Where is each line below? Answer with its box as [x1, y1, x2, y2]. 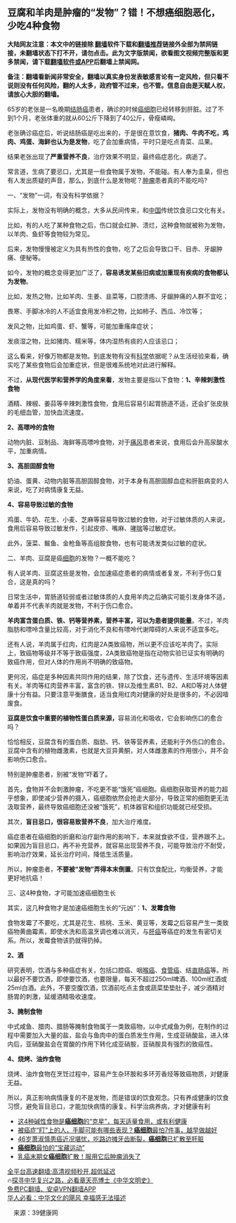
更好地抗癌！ [7, 874, 44, 882]
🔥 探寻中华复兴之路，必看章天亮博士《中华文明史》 [7, 1176, 154, 1184]
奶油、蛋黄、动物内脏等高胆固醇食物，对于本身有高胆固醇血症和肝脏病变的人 [7, 477, 229, 485]
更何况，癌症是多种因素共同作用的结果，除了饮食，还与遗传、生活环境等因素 [7, 672, 229, 680]
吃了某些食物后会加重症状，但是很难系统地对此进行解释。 [13, 361, 180, 369]
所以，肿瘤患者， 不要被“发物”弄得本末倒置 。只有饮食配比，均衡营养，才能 [7, 865, 223, 873]
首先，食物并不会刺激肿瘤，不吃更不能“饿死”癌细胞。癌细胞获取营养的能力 [7, 784, 223, 793]
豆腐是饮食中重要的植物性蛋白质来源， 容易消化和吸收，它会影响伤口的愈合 [7, 713, 223, 722]
